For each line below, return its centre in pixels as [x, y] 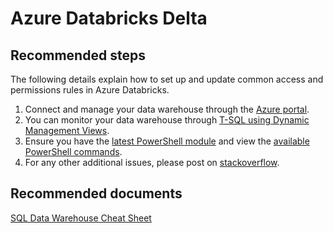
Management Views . [67, 130]
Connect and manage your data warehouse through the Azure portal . [167, 109]
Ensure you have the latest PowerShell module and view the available [167, 141]
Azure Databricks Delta [109, 18]
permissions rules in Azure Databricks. [90, 90]
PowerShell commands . [73, 151]
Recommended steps [78, 55]
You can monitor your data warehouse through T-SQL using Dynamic [167, 120]
